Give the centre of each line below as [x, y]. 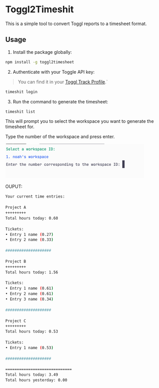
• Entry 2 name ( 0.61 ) [29, 294]
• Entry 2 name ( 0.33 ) [29, 240]
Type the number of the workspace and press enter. [60, 137]
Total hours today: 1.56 [32, 272]
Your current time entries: [35, 197]
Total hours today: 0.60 [32, 218]
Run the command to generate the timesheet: [60, 101]
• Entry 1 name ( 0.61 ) [29, 288]
